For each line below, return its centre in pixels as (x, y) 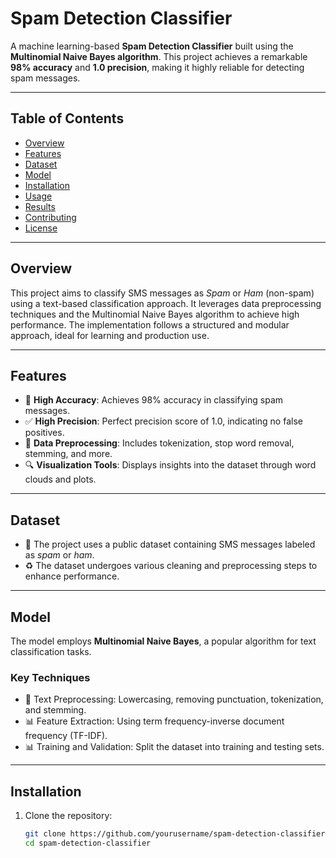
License (41, 228)
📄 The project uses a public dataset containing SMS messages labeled (170, 544)
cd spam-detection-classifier (88, 843)
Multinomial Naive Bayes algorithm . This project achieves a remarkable (159, 56)
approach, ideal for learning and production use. (110, 335)
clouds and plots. (60, 479)
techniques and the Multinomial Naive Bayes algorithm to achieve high (155, 314)
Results (40, 206)
